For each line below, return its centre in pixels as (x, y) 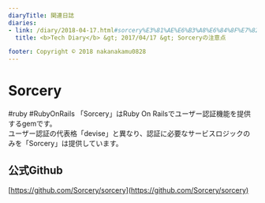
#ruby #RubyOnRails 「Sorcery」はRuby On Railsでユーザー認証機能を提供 (129, 114)
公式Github (35, 171)
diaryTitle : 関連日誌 (41, 15)
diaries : (22, 23)
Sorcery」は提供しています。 (76, 144)
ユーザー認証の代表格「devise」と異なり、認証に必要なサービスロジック (126, 133)
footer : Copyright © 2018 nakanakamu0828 (77, 52)
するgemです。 (32, 124)
